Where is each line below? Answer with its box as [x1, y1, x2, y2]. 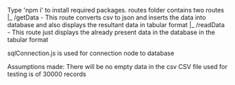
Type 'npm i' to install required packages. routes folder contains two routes [7, 6, 224, 14]
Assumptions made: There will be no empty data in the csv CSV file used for [7, 63, 228, 70]
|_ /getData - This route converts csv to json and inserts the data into [7, 13, 206, 22]
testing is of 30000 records [7, 70, 86, 78]
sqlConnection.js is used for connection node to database [7, 49, 175, 57]
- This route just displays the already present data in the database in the [7, 28, 215, 36]
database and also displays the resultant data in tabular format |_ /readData [7, 21, 225, 29]
